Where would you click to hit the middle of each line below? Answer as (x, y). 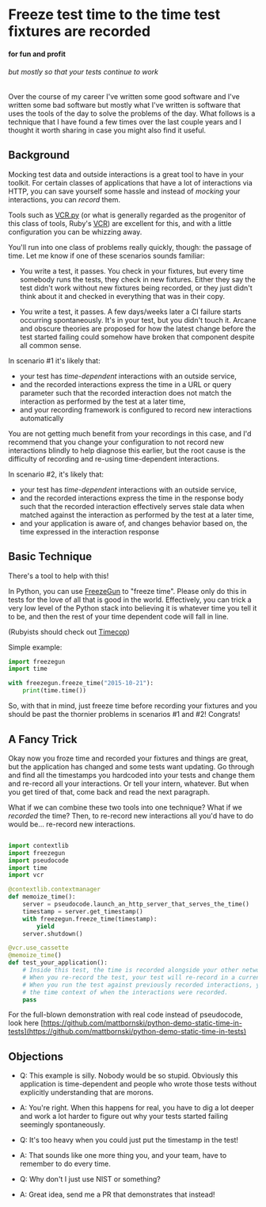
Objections (36, 1056)
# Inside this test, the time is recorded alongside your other (131, 970)
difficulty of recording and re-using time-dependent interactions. (114, 458)
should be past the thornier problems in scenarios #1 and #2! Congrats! (124, 715)
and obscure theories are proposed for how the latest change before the (138, 328)
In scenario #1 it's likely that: (54, 360)
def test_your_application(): (58, 963)
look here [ (26, 1023)
